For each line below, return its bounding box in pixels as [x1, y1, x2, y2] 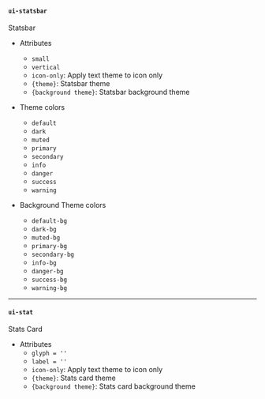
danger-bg [31, 268, 65, 276]
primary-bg [31, 243, 68, 250]
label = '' [31, 358, 68, 366]
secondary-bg [31, 250, 75, 259]
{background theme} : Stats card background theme [31, 382, 196, 391]
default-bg [31, 217, 68, 225]
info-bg [31, 259, 57, 267]
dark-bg [31, 226, 57, 234]
